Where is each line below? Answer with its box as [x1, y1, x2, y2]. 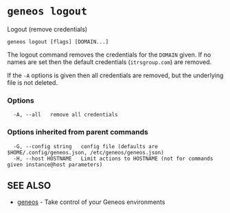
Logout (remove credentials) [7, 25, 88, 33]
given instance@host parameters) [7, 161, 103, 168]
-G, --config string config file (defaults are [13, 143, 158, 150]
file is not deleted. [7, 78, 58, 87]
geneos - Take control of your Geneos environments [16, 198, 165, 206]
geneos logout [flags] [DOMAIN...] [7, 38, 109, 45]
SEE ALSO [7, 179, 51, 191]
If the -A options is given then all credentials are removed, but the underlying [7, 71, 224, 79]
